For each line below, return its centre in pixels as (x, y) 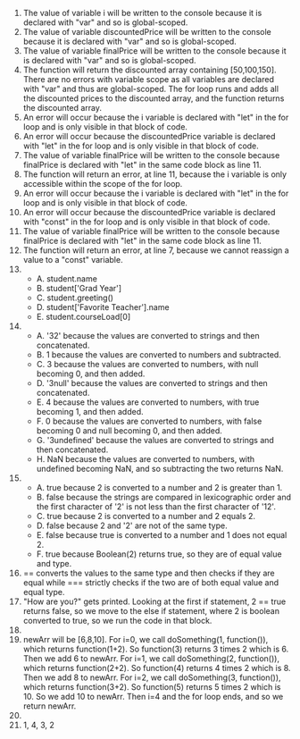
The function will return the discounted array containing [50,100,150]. (150, 70)
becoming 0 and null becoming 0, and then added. (129, 431)
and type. (54, 563)
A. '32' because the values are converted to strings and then (148, 336)
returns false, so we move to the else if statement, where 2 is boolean (151, 611)
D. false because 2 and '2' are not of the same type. (132, 525)
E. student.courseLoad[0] (83, 317)
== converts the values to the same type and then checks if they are (149, 573)
